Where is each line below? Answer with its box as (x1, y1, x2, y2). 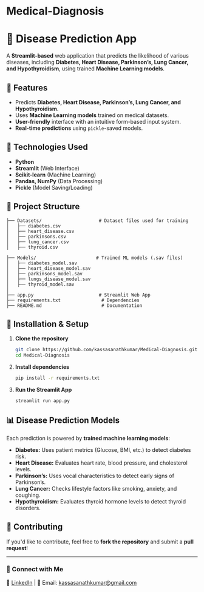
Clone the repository (15, 335, 69, 342)
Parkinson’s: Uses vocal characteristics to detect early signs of (15, 472, 175, 479)
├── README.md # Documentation (6, 302, 143, 309)
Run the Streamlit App (15, 386, 72, 393)
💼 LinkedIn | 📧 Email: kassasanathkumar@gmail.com (6, 579, 137, 586)
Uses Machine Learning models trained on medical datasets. (15, 111, 169, 119)
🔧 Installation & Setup (6, 318, 89, 329)
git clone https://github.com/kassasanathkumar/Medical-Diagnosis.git (15, 347, 198, 353)
